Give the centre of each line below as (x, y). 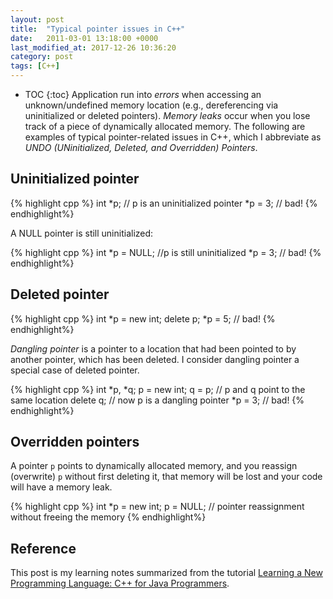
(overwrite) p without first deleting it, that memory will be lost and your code (166, 477)
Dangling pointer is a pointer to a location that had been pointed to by (153, 348)
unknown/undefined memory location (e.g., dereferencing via (151, 105)
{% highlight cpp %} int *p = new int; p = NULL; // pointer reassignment (157, 507)
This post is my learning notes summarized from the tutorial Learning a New (166, 573)
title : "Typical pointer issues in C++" (98, 29)
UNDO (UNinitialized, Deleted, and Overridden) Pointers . (141, 147)
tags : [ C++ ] (35, 66)
